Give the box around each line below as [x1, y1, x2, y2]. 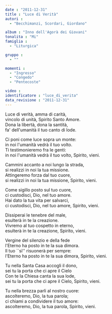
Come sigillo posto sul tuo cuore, [5, 187, 73, 192]
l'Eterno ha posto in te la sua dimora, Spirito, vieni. [5, 253, 108, 259]
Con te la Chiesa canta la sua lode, [5, 273, 75, 279]
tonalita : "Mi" [5, 34, 38, 39]
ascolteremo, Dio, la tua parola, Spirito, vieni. [5, 303, 96, 309]
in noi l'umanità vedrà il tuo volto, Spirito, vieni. [5, 152, 100, 158]
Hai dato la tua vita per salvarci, [5, 197, 70, 203]
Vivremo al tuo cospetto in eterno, [5, 222, 75, 228]
